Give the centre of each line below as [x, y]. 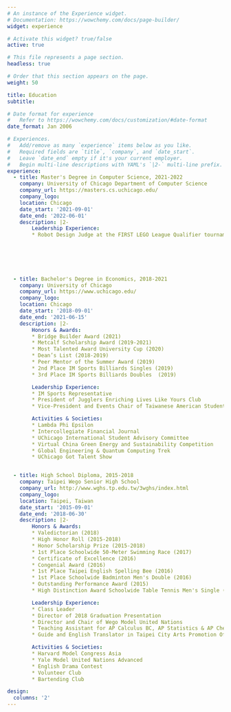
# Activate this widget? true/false [59, 38]
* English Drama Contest [67, 666]
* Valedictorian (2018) [66, 533]
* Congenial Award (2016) [69, 565]
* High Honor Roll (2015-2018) [77, 539]
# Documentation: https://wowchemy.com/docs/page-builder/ [93, 20]
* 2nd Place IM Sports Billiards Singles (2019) [103, 368]
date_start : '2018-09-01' [57, 311]
